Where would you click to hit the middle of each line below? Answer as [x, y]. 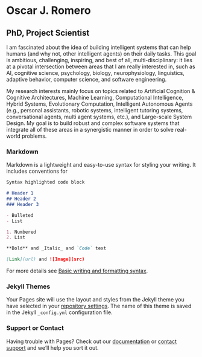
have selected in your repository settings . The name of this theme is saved [99, 306]
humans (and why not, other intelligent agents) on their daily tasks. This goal [101, 54]
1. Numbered [21, 232]
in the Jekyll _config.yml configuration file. [59, 312]
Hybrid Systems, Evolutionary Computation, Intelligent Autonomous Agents [99, 104]
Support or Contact [35, 328]
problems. [34, 136]
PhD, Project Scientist [48, 33]
